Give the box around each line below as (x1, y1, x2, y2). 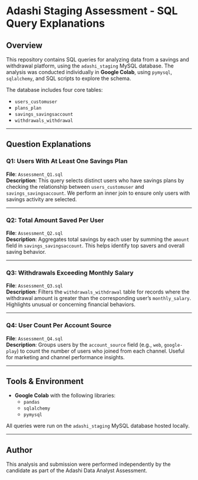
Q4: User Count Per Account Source (6, 321, 112, 330)
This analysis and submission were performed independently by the (6, 460, 171, 468)
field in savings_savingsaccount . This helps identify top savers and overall (6, 241, 185, 249)
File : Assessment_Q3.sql (6, 282, 63, 289)
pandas (23, 400, 40, 405)
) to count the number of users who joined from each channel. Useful (16, 347, 184, 355)
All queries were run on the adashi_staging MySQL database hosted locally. (6, 422, 190, 430)
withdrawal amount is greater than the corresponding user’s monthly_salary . (6, 295, 192, 302)
